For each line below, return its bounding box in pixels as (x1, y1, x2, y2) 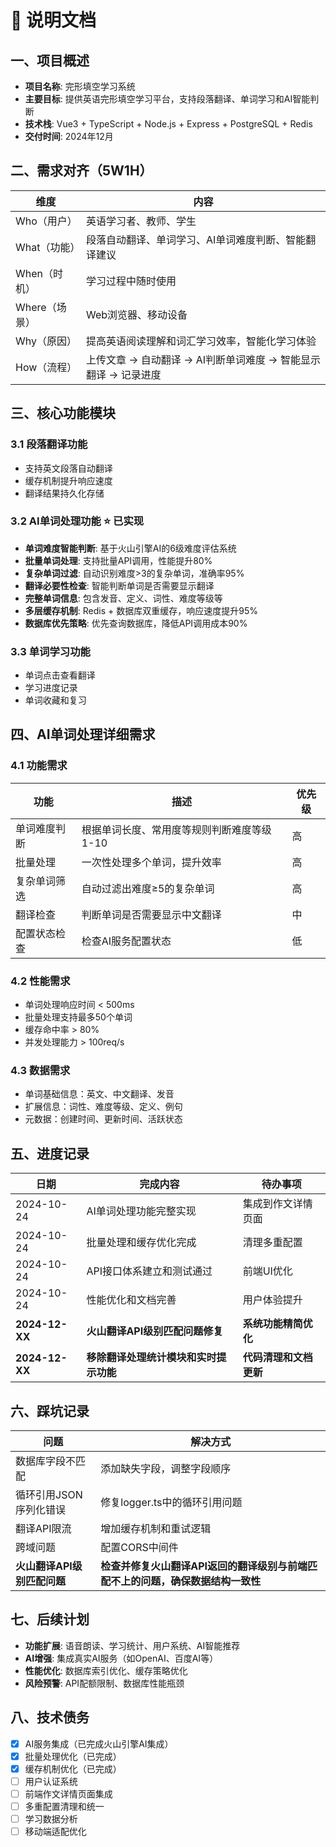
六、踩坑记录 (10, 1402, 90, 1420)
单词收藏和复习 (24, 694, 87, 706)
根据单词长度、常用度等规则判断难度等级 (81, 822, 272, 836)
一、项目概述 (10, 52, 90, 69)
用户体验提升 (242, 1293, 303, 1307)
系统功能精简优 (242, 1317, 313, 1331)
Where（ (15, 300, 57, 314)
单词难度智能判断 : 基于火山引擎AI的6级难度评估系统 (24, 542, 237, 554)
